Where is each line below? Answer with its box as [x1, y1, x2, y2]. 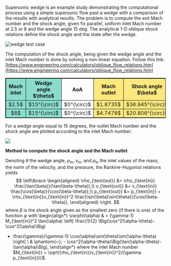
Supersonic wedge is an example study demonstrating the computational [5, 5, 159, 10]
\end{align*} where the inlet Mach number [49, 244, 138, 250]
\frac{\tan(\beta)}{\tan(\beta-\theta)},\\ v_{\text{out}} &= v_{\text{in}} [14, 183, 157, 189]
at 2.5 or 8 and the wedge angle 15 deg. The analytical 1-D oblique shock [5, 26, 158, 32]
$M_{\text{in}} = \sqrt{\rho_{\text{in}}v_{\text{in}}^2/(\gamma [12, 249, 141, 255]
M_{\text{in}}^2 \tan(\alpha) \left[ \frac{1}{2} [5, 218, 98, 224]
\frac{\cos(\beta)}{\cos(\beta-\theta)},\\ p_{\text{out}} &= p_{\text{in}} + [10, 188, 161, 194]
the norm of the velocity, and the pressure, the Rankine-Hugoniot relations [5, 164, 161, 170]
